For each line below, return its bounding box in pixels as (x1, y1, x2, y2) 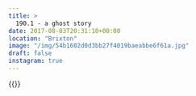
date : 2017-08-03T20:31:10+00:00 (8, 27, 121, 35)
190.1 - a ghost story (15, 19, 92, 27)
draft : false (8, 49, 52, 57)
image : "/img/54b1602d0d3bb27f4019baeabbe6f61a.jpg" (8, 42, 190, 50)
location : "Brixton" (8, 34, 78, 43)
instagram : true (8, 57, 63, 65)
